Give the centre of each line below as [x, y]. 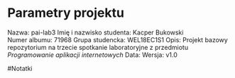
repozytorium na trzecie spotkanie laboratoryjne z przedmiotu [98, 47]
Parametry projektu [66, 13]
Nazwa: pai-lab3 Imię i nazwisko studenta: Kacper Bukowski [95, 32]
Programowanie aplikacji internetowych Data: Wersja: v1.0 [92, 55]
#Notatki [20, 68]
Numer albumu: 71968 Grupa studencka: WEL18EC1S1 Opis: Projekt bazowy [118, 39]
